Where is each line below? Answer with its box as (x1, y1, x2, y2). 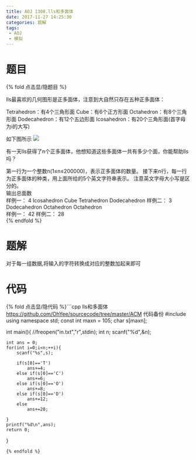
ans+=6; (27, 376, 46, 381)
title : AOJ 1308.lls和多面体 (6, 8, 74, 15)
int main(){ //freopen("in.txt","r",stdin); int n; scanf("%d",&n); (6, 328, 152, 335)
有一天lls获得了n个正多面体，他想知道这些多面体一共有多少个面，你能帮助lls (6, 148, 189, 155)
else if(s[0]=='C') (16, 370, 64, 376)
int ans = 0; (6, 339, 38, 346)
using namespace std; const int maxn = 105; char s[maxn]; (6, 317, 147, 324)
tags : (6, 25, 19, 31)
